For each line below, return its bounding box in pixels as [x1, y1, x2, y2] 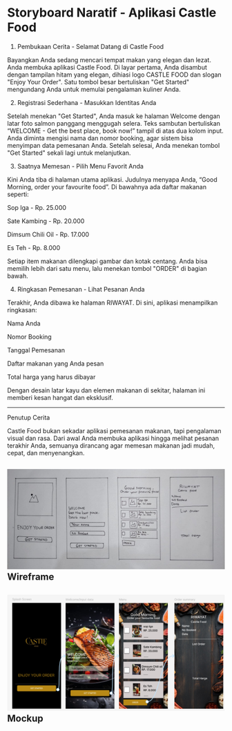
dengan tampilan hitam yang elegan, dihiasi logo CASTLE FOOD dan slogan [7, 70, 222, 79]
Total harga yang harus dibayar [7, 372, 96, 381]
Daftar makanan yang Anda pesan [7, 359, 104, 368]
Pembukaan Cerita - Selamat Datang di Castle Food [17, 42, 164, 50]
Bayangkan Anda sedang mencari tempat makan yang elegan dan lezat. [7, 55, 212, 64]
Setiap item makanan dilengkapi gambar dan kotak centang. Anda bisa [7, 257, 208, 265]
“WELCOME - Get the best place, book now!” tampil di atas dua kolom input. [7, 126, 224, 135]
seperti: [7, 190, 29, 198]
